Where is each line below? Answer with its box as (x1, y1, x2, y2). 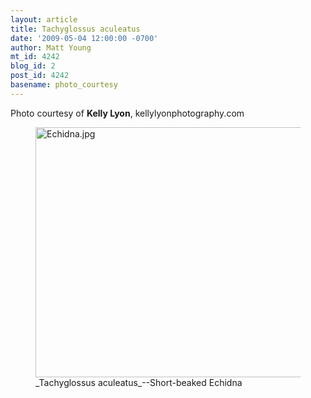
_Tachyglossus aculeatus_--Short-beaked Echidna (35, 376, 243, 388)
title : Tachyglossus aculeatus (10, 24, 141, 34)
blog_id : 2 (10, 61, 56, 71)
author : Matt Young (10, 42, 92, 53)
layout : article (10, 14, 78, 25)
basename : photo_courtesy (10, 80, 118, 90)
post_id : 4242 (10, 71, 70, 81)
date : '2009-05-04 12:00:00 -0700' (10, 33, 159, 43)
